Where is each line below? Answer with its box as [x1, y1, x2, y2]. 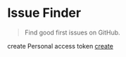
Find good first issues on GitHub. [24, 28, 121, 37]
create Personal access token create [7, 42, 114, 50]
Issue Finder [7, 5, 82, 21]
